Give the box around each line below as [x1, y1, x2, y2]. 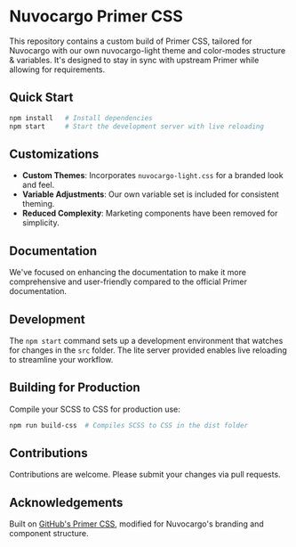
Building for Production [9, 380, 140, 396]
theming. [21, 199, 55, 209]
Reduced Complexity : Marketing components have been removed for [21, 208, 278, 219]
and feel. [21, 180, 55, 191]
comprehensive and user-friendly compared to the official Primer [9, 276, 247, 287]
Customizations [9, 146, 100, 161]
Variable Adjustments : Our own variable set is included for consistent [21, 189, 280, 200]
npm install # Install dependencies [9, 113, 153, 122]
